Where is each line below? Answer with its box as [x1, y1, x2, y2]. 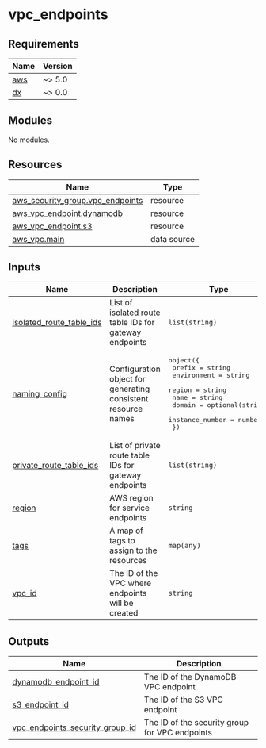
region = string [168, 386, 227, 394]
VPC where [109, 577, 152, 589]
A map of [109, 525, 144, 536]
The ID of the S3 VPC [143, 694, 223, 705]
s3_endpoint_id [12, 700, 70, 711]
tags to [109, 535, 136, 547]
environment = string [172, 371, 250, 380]
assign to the [109, 545, 158, 556]
